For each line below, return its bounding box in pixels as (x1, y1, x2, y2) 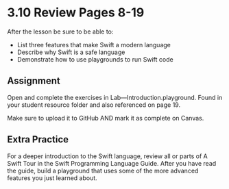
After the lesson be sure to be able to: (7, 27, 114, 36)
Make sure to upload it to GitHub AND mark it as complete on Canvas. (7, 114, 204, 122)
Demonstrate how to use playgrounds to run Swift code (16, 55, 173, 63)
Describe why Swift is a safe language (16, 48, 125, 56)
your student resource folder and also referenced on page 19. (7, 101, 180, 109)
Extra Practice (7, 134, 69, 145)
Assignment (7, 75, 60, 87)
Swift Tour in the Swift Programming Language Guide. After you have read (7, 159, 217, 167)
